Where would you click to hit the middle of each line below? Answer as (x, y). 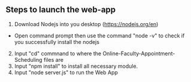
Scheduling (28, 59)
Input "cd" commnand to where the (58, 53)
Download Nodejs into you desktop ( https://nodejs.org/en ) (86, 24)
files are (54, 59)
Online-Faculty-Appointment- (139, 53)
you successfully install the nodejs (57, 42)
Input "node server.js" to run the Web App (66, 72)
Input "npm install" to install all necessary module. (76, 66)
